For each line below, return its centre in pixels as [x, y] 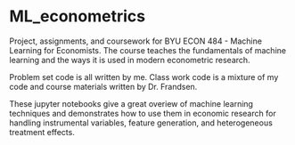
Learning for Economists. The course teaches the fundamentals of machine [148, 50]
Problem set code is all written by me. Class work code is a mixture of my [144, 77]
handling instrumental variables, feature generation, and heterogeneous [141, 123]
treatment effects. [42, 132]
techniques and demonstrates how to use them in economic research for [143, 113]
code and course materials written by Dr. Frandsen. [103, 86]
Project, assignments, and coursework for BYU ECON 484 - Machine [136, 41]
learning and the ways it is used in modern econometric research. [130, 60]
